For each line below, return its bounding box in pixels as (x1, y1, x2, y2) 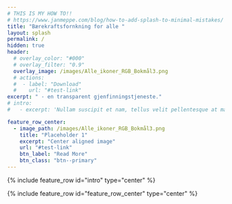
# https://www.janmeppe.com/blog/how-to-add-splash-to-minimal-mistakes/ (7, 17, 224, 23)
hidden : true (7, 42, 45, 49)
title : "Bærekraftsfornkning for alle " (7, 23, 126, 30)
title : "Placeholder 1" (19, 132, 88, 139)
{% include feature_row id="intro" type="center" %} (7, 176, 156, 184)
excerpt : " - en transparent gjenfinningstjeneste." (7, 94, 162, 101)
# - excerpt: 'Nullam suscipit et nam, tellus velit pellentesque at (7, 106, 217, 113)
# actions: (13, 74, 45, 81)
